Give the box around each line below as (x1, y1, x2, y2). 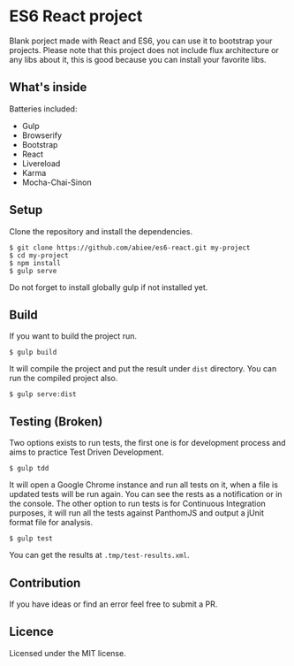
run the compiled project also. (9, 373, 118, 384)
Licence (9, 624, 55, 639)
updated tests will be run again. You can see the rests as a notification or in (9, 489, 283, 500)
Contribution (9, 575, 81, 590)
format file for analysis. (9, 517, 94, 528)
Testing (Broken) (9, 414, 103, 429)
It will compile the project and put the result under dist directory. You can (9, 364, 277, 374)
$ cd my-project (9, 250, 69, 260)
